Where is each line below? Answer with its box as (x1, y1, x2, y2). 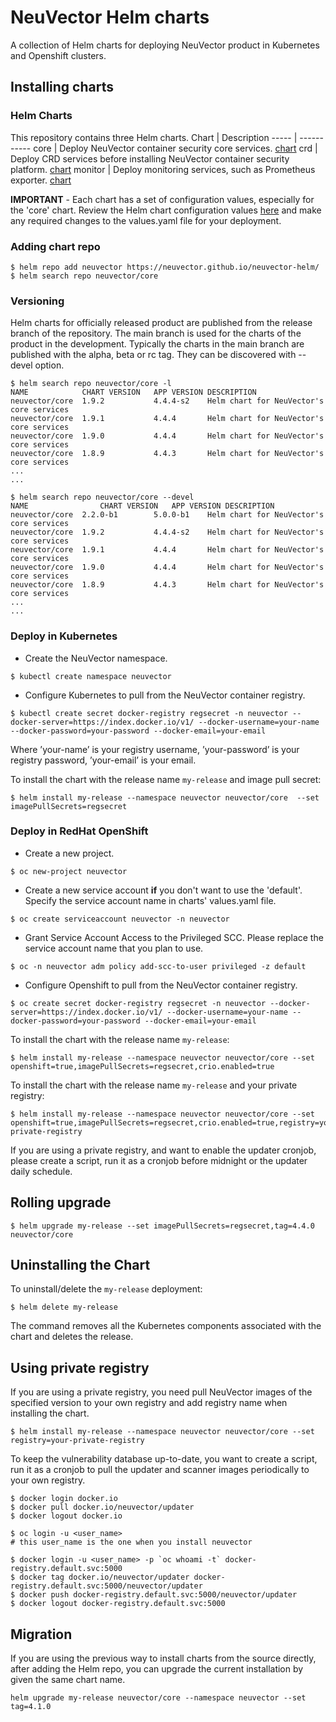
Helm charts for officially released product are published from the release (10, 317, 313, 329)
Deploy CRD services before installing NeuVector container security (10, 152, 290, 165)
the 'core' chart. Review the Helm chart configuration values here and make (10, 204, 322, 216)
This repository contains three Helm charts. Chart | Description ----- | (10, 131, 298, 143)
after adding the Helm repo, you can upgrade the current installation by (10, 1663, 304, 1675)
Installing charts (10, 79, 114, 96)
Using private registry (10, 1359, 150, 1376)
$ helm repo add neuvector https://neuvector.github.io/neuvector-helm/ (10, 262, 320, 272)
